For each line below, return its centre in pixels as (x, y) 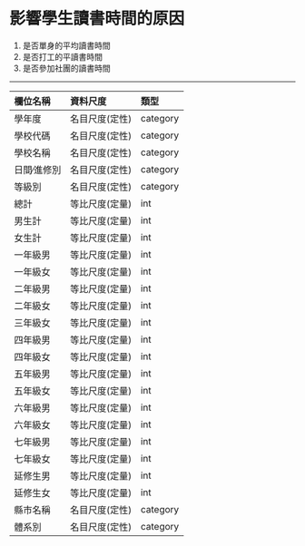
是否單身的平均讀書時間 (66, 45)
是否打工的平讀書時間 (62, 56)
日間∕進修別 (38, 170)
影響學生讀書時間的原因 (97, 19)
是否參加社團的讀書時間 (66, 68)
